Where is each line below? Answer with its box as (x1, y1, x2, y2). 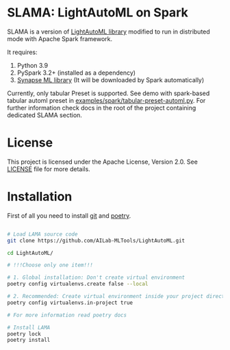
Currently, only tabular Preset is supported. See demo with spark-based (7, 89, 210, 97)
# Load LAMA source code (7, 231, 78, 238)
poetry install (7, 337, 51, 344)
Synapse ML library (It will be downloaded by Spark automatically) (16, 75, 205, 84)
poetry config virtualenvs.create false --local (7, 281, 149, 288)
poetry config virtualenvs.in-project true (7, 299, 133, 306)
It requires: (7, 48, 38, 56)
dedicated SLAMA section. (7, 111, 82, 119)
